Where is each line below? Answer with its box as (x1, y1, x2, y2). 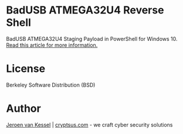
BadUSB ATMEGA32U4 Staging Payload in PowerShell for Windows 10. (6, 35, 178, 42)
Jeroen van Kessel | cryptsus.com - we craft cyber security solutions (6, 121, 173, 128)
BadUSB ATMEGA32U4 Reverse (6, 4, 164, 17)
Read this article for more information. (6, 42, 98, 49)
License (6, 62, 46, 75)
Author (6, 102, 41, 115)
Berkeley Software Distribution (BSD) (6, 81, 96, 88)
